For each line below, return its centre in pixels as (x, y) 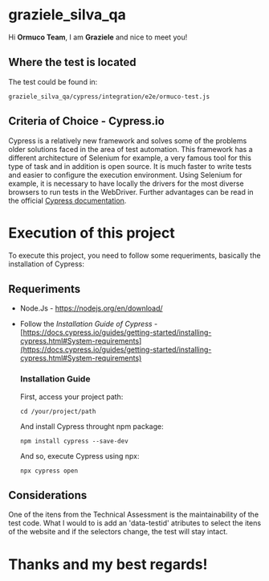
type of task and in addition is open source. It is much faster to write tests (130, 166)
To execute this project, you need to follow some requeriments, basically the (134, 255)
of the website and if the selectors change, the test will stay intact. (118, 532)
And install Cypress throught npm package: (92, 426)
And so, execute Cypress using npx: (79, 455)
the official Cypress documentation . (67, 200)
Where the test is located (72, 62)
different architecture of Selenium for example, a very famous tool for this (130, 158)
